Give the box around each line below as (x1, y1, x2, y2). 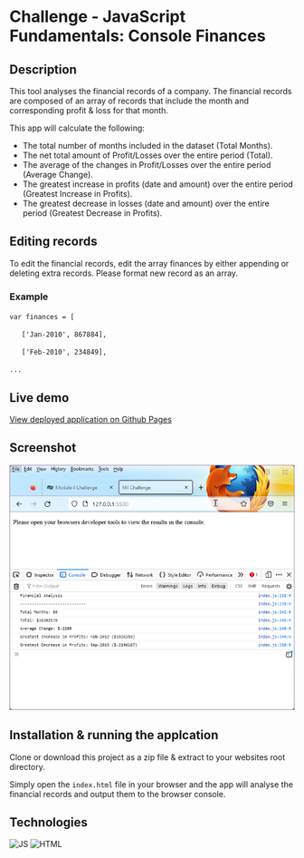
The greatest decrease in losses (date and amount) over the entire (22, 198, 270, 209)
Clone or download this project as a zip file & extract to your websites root (9, 751, 286, 763)
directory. (9, 761, 45, 772)
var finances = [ (9, 313, 75, 322)
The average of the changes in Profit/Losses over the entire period (22, 160, 271, 170)
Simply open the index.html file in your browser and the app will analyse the (9, 778, 294, 790)
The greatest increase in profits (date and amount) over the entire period (22, 179, 294, 190)
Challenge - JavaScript (9, 6, 186, 27)
